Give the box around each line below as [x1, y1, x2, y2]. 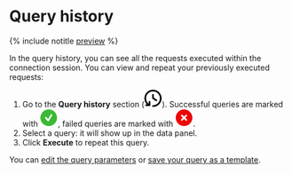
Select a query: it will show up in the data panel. [21, 127, 198, 138]
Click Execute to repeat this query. [21, 137, 149, 147]
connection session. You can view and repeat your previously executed [9, 62, 271, 73]
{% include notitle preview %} [9, 36, 119, 46]
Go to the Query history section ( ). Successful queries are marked [21, 99, 284, 109]
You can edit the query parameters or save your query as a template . [9, 154, 261, 165]
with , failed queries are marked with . [21, 118, 196, 129]
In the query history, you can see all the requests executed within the [9, 52, 262, 63]
